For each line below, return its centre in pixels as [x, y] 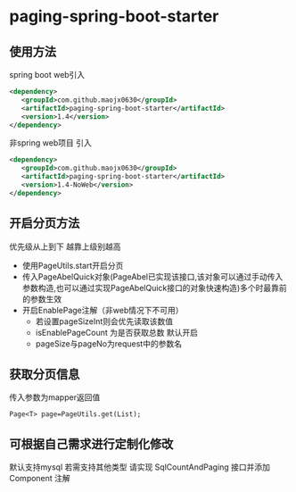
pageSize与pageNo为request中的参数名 [109, 343]
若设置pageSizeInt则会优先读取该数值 [104, 321]
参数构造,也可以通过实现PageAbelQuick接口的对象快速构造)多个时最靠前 [154, 288]
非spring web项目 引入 [50, 143]
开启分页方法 [45, 224]
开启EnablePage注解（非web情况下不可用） [103, 310]
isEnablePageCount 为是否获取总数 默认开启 [117, 332]
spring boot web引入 [47, 75]
